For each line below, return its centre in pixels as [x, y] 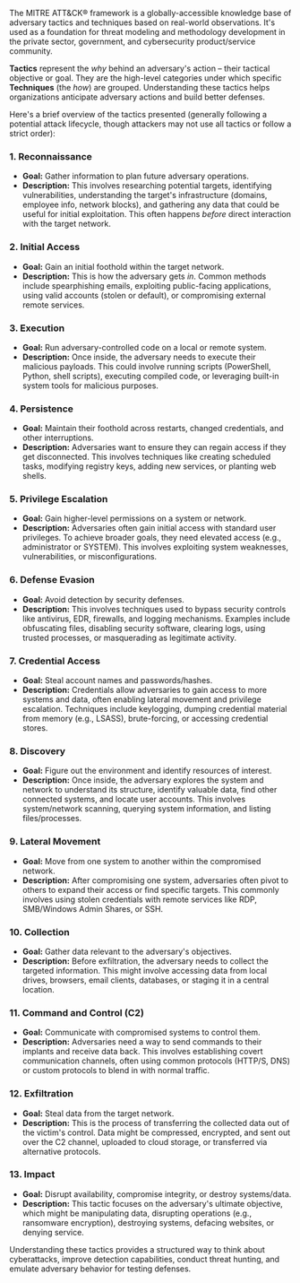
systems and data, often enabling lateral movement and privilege [141, 699]
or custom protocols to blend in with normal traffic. [116, 1071]
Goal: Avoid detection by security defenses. [103, 599]
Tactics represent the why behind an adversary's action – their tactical [140, 68]
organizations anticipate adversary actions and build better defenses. [137, 97]
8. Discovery [37, 751]
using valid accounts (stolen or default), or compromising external [144, 295]
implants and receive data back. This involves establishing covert [142, 1052]
